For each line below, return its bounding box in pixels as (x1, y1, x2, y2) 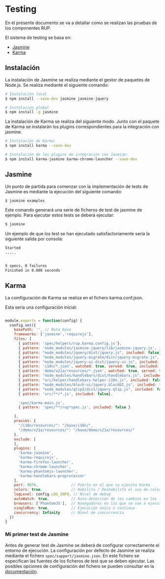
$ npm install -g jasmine (5, 109, 58, 114)
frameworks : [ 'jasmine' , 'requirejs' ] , (14, 332, 93, 337)
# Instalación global (5, 105, 50, 110)
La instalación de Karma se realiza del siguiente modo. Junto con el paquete (5, 118, 160, 124)
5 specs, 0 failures (5, 263, 48, 268)
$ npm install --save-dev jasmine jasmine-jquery (5, 96, 109, 101)
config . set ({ (9, 323, 36, 327)
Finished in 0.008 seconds (5, 268, 60, 273)
